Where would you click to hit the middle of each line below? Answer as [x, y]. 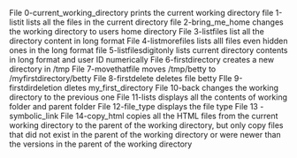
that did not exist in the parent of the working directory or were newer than [145, 135]
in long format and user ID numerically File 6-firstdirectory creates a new [142, 60]
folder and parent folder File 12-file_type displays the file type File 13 [133, 106]
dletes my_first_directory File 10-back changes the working [171, 88]
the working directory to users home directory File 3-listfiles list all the [137, 31]
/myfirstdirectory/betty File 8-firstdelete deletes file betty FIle [121, 78]
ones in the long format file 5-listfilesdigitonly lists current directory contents [148, 50]
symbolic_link [34, 116]
